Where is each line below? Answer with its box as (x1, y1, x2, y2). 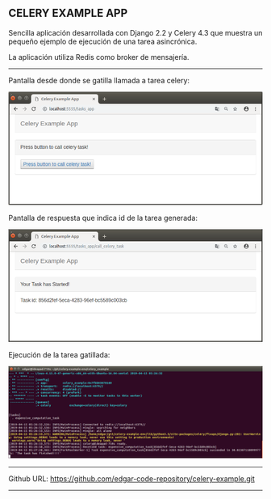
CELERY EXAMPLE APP (8, 6, 128, 20)
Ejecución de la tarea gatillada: (8, 350, 110, 360)
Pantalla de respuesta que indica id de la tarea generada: (8, 213, 198, 222)
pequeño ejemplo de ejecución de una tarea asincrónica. (8, 36, 198, 46)
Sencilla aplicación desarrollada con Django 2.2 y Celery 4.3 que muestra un (8, 27, 263, 37)
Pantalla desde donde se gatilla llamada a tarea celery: (8, 75, 190, 85)
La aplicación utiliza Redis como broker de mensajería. (8, 52, 190, 61)
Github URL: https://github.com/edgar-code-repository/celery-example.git (8, 474, 256, 484)
